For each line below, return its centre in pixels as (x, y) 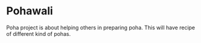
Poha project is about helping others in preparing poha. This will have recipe (101, 27)
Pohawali (29, 11)
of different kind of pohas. (39, 33)
